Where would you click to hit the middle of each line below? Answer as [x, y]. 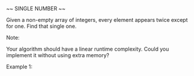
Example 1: [19, 67]
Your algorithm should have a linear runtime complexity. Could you [88, 49]
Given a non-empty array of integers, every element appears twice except [97, 20]
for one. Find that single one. [41, 26]
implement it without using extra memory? [58, 55]
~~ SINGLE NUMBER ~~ [36, 9]
